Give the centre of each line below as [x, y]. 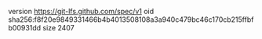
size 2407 [58, 28]
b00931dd [25, 28]
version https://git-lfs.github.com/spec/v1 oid [81, 11]
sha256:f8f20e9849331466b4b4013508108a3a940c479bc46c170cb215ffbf [131, 19]
